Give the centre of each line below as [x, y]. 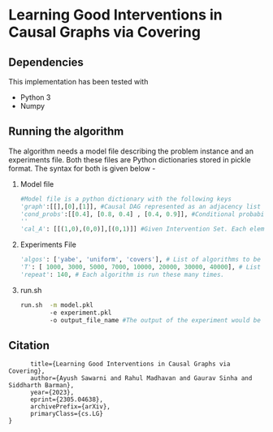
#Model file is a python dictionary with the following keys [126, 199]
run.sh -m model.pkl [56, 305]
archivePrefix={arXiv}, [70, 407]
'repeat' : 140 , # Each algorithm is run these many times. [122, 274]
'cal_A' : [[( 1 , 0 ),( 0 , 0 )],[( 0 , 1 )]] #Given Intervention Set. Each [133, 229]
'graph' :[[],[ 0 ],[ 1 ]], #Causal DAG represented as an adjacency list [141, 206]
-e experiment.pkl [81, 313]
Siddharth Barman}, [41, 386]
